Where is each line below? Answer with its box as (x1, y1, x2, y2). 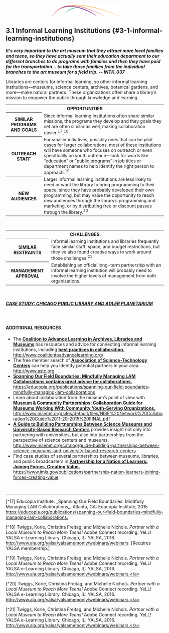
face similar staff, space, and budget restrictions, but (51, 244, 160, 250)
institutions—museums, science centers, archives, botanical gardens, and (6, 84, 158, 90)
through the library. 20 (44, 208, 88, 215)
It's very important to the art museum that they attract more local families (6, 48, 163, 54)
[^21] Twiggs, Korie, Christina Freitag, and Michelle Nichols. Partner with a (6, 606, 159, 612)
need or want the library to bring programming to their (44, 181, 155, 187)
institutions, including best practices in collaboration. (13, 347, 125, 353)
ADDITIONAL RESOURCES (6, 325, 62, 331)
